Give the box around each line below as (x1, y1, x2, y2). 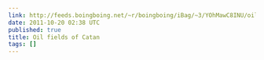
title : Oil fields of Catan (8, 33, 101, 41)
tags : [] (8, 41, 37, 48)
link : (8, 11, 26, 19)
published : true (8, 26, 61, 34)
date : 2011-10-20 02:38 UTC (8, 19, 101, 26)
